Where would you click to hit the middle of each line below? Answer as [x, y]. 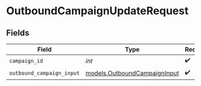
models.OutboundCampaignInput [133, 73]
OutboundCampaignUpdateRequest [98, 11]
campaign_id [26, 61]
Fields [18, 33]
